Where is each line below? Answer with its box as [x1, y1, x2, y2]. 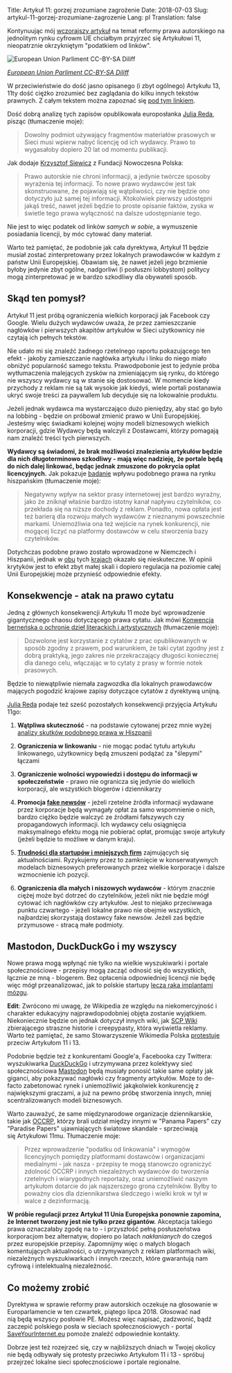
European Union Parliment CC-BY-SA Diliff [7, 69, 130, 76]
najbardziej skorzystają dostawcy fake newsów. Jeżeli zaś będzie [17, 913, 204, 921]
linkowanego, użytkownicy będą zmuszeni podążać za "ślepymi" [17, 749, 203, 758]
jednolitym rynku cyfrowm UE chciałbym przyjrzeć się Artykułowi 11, [7, 34, 202, 42]
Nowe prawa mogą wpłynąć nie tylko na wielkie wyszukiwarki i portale [7, 959, 209, 968]
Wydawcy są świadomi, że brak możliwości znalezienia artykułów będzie [7, 447, 223, 455]
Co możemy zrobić [7, 1282, 90, 1293]
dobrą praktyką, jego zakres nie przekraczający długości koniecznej [24, 651, 219, 659]
